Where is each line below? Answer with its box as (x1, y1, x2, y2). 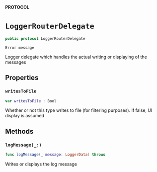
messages (5, 59, 26, 65)
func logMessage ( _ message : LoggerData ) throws (5, 152, 106, 157)
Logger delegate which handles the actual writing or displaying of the (5, 54, 148, 60)
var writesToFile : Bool (5, 98, 57, 103)
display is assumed (5, 113, 45, 119)
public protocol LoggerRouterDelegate (5, 36, 85, 41)
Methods (5, 127, 34, 136)
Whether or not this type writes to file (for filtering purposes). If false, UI (5, 107, 153, 113)
